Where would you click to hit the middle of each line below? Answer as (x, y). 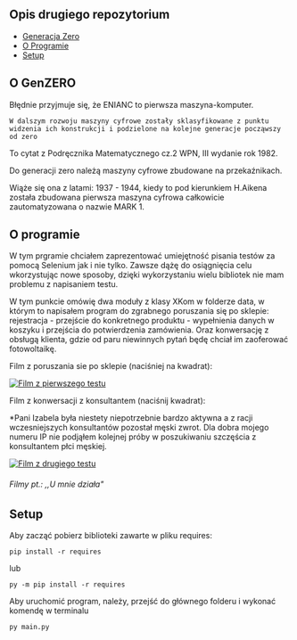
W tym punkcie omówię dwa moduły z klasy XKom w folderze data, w (137, 301)
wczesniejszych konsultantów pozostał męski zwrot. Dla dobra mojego (139, 428)
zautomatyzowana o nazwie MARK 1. (77, 206)
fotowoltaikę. (33, 349)
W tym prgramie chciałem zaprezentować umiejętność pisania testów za (142, 256)
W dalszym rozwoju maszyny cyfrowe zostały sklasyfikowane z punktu (139, 121)
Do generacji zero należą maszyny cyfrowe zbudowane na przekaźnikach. (146, 170)
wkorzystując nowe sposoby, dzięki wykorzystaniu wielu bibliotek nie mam (147, 275)
